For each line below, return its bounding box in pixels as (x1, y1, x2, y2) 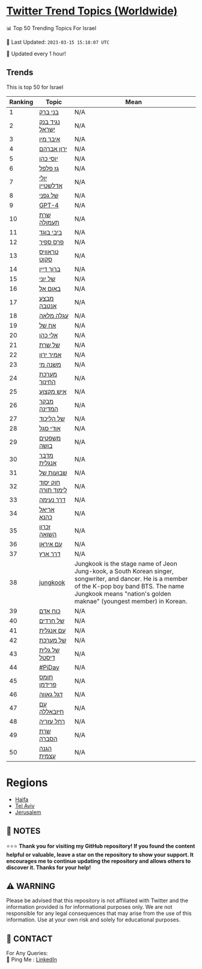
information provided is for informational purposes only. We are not (6, 903, 173, 911)
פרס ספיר (38, 237, 64, 246)
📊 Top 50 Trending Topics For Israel (6, 24, 97, 31)
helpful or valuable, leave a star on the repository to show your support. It (6, 851, 194, 858)
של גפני (38, 191, 59, 200)
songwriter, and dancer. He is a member (74, 574, 188, 582)
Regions (6, 775, 48, 789)
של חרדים (38, 616, 65, 625)
